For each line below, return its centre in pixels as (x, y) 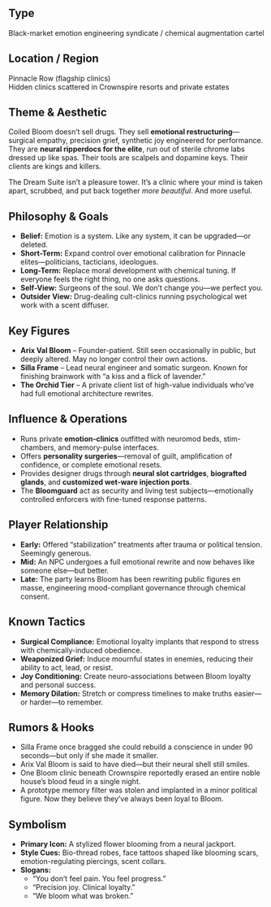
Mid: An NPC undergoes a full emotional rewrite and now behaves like (138, 561)
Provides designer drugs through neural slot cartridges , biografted (133, 473)
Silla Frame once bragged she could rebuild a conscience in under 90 (136, 747)
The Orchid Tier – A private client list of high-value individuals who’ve (137, 385)
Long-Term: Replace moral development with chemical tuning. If (128, 271)
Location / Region (54, 59)
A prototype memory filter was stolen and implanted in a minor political (139, 790)
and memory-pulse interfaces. (109, 447)
